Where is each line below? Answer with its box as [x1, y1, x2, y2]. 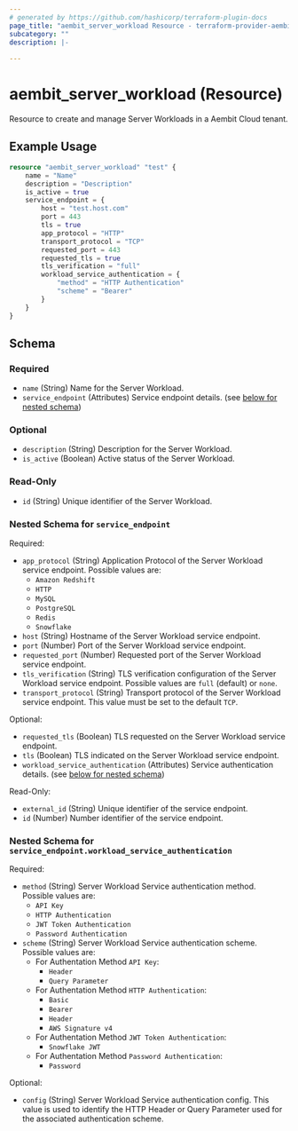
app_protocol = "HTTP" [41, 228, 125, 238]
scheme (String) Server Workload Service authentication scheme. [21, 937, 257, 948]
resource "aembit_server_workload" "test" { [9, 162, 176, 171]
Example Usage [9, 139, 98, 154]
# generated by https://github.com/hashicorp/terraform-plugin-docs [9, 12, 268, 22]
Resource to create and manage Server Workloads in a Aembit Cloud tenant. [9, 114, 288, 124]
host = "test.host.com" [41, 204, 129, 213]
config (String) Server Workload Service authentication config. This [21, 1095, 270, 1105]
